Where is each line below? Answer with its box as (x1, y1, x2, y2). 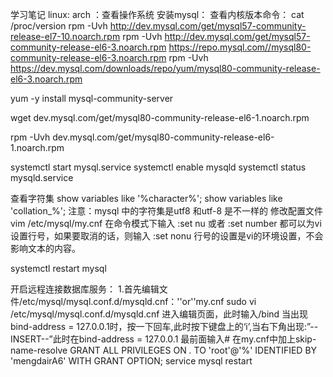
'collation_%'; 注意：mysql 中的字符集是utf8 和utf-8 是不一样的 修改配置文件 (10, 205, 323, 217)
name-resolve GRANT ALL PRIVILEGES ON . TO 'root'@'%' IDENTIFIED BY (10, 344, 318, 356)
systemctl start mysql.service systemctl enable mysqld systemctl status (10, 161, 307, 173)
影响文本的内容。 (10, 243, 81, 254)
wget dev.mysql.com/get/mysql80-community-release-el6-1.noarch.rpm (10, 112, 310, 123)
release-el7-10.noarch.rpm (10, 31, 121, 42)
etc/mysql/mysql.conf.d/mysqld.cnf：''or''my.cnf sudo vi (22, 296, 257, 307)
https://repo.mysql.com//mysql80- (168, 41, 312, 53)
